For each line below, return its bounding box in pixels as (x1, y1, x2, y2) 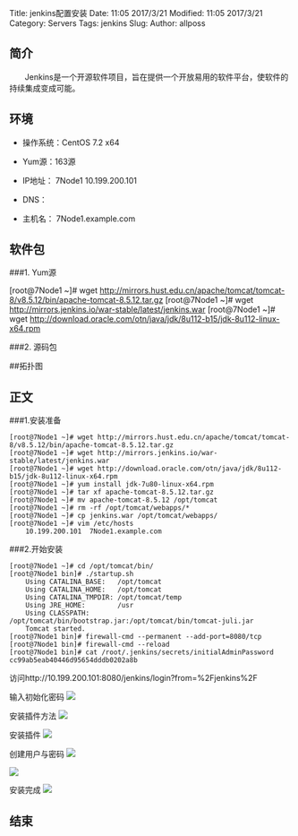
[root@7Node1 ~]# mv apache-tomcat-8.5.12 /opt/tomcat (9, 496, 218, 504)
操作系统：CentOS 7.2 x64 (21, 137, 120, 148)
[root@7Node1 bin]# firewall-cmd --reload (9, 640, 170, 650)
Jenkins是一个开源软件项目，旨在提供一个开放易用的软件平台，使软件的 (24, 71, 289, 82)
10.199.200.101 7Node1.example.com (25, 527, 163, 536)
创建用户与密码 (9, 749, 64, 760)
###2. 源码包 (9, 341, 58, 352)
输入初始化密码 (9, 692, 64, 702)
